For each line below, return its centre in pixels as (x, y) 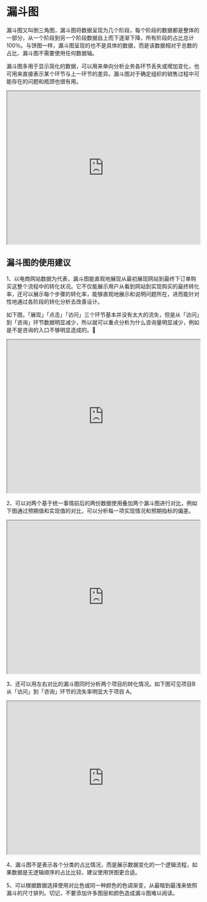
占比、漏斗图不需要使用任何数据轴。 (52, 53)
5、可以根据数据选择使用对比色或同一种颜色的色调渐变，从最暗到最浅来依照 (102, 885)
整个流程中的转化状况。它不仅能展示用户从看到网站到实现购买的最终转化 (108, 286)
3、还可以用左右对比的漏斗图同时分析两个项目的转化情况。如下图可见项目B (101, 684)
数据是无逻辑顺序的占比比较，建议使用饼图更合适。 (76, 872)
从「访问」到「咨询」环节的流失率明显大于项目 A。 (71, 691)
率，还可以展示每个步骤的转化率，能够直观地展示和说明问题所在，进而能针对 (103, 294)
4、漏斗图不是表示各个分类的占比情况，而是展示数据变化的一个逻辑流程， (100, 865)
